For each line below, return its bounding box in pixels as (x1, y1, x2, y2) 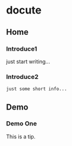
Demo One (6, 120, 37, 128)
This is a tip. (6, 133, 36, 140)
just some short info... (6, 86, 67, 92)
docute (6, 4, 42, 17)
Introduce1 (6, 45, 37, 53)
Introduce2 (6, 72, 39, 81)
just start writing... (6, 58, 50, 65)
